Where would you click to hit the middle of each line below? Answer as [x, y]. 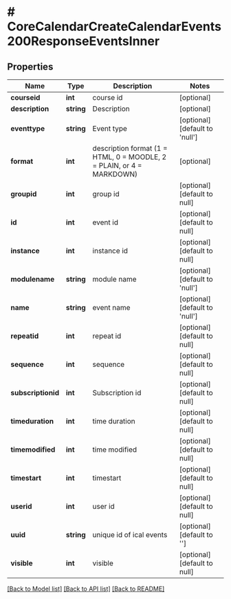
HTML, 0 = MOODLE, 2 [130, 157]
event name [111, 307]
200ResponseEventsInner [84, 41]
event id [106, 222]
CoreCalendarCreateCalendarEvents [114, 27]
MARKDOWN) [115, 174]
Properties [30, 66]
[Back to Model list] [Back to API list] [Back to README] [86, 589]
